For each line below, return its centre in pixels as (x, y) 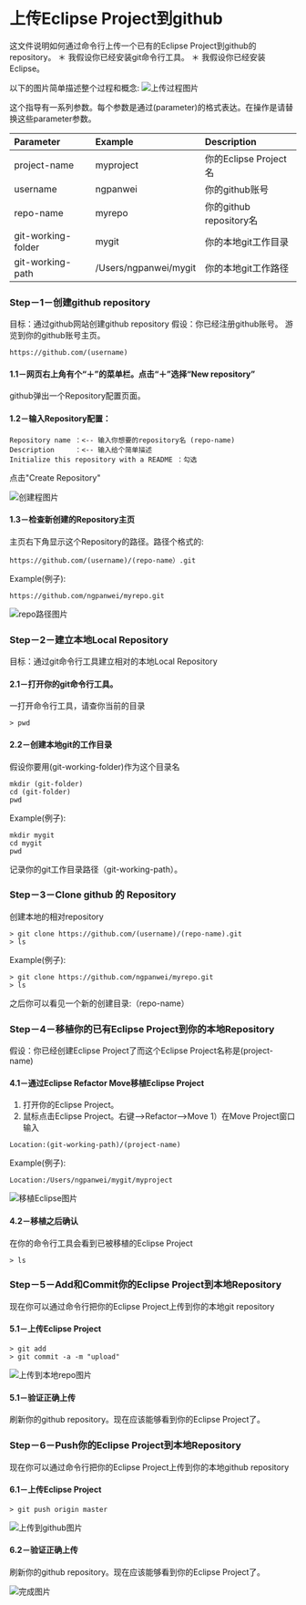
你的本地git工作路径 (247, 268)
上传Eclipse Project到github (116, 19)
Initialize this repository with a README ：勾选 (103, 460)
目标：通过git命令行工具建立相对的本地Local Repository (114, 661)
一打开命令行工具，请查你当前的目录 (77, 706)
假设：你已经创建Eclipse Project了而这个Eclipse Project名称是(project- (141, 1051)
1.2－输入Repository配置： (60, 419)
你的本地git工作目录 (247, 242)
